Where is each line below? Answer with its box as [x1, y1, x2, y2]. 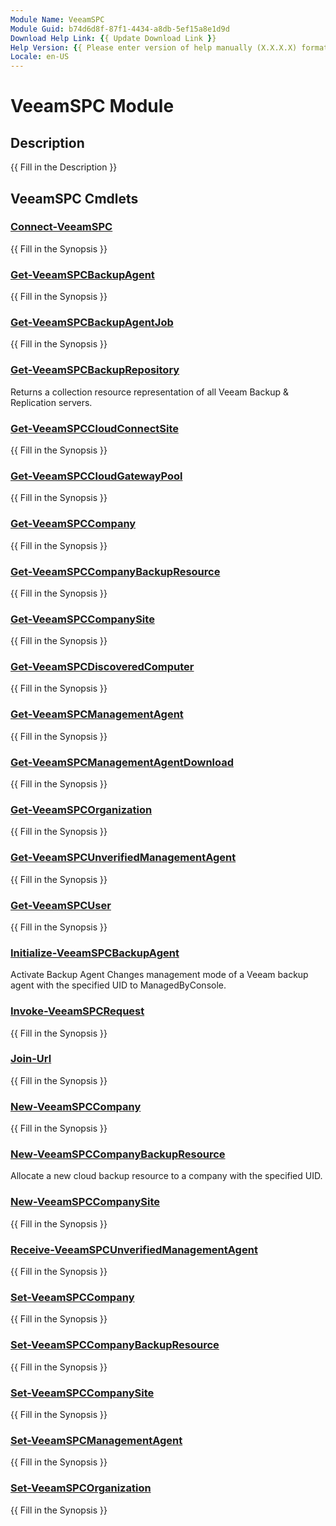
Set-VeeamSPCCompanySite [10, 1386, 155, 1400]
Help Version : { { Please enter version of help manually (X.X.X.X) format [10, 42, 329, 53]
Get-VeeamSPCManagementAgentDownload [10, 755, 235, 769]
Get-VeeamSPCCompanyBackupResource [10, 564, 221, 578]
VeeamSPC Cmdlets [10, 190, 139, 207]
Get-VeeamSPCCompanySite [10, 612, 155, 626]
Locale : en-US [10, 52, 70, 62]
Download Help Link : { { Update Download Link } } [10, 33, 217, 43]
